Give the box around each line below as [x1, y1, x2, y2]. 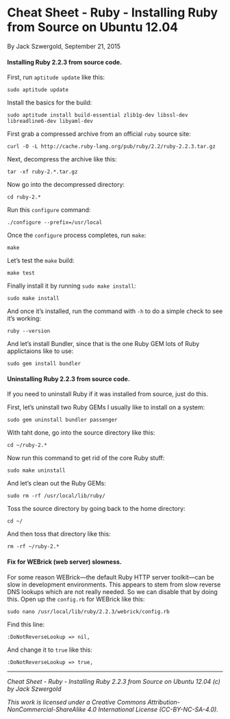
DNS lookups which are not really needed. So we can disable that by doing [7, 587, 218, 595]
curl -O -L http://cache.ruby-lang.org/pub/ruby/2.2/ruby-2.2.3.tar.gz [7, 143, 216, 150]
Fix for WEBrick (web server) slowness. [7, 558, 122, 566]
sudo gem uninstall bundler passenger [7, 417, 118, 424]
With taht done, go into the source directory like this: [7, 429, 155, 437]
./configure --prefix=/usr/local [7, 219, 103, 226]
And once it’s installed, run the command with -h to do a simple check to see [7, 307, 223, 315]
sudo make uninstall [7, 467, 66, 475]
